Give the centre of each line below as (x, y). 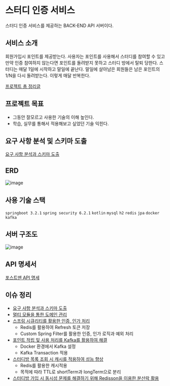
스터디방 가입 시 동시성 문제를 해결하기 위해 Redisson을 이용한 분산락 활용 (86, 378)
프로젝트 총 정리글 (23, 86)
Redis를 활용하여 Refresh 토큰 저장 (55, 327)
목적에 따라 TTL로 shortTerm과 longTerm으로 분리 (71, 372)
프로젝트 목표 (25, 104)
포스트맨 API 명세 (22, 278)
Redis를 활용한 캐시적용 (44, 366)
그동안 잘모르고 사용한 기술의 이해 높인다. (53, 117)
